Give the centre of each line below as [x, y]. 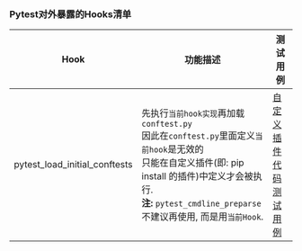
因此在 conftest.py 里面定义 [199, 136]
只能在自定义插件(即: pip [193, 163]
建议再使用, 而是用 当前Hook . [207, 217]
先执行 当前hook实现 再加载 [193, 113]
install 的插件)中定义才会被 [197, 176]
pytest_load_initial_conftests [73, 165]
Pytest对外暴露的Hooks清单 [71, 13]
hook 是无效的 [176, 149]
